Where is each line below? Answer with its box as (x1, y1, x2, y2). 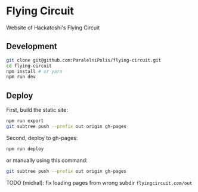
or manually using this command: (6, 157, 88, 164)
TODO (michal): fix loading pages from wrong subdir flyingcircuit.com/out (6, 179, 193, 186)
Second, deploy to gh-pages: (6, 134, 78, 141)
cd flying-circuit (6, 63, 52, 69)
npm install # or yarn (6, 68, 63, 74)
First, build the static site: (6, 106, 69, 114)
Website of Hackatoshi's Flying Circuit (6, 24, 100, 31)
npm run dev (6, 74, 36, 80)
